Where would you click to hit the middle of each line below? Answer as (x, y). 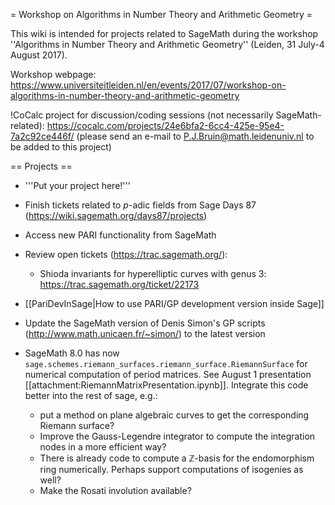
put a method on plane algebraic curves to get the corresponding (174, 415)
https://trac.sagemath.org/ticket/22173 (119, 284)
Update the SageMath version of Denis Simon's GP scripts (145, 323)
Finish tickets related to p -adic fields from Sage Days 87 (140, 205)
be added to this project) (61, 147)
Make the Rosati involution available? (115, 490)
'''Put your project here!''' (77, 185)
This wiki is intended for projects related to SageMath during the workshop (164, 33)
